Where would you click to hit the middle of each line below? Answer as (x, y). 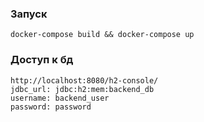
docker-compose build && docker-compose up (102, 35)
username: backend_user (60, 98)
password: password (51, 107)
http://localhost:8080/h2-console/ (84, 80)
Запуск (29, 14)
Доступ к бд (42, 60)
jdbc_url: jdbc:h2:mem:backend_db (82, 89)
